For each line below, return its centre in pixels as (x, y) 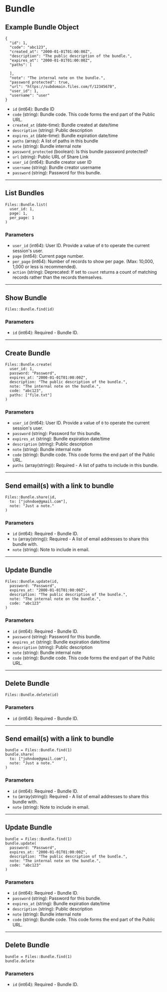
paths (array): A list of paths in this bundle (55, 141)
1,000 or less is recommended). (45, 267)
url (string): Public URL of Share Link (50, 157)
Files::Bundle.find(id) (30, 309)
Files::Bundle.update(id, (32, 582)
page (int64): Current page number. (48, 256)
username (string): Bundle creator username (56, 167)
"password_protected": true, (40, 82)
